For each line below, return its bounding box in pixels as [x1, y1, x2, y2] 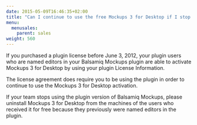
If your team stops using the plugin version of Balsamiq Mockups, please [6, 93, 182, 100]
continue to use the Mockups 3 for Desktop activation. [6, 82, 138, 89]
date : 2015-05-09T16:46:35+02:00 [6, 8, 88, 15]
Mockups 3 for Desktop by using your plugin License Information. [6, 65, 165, 71]
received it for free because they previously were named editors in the [6, 106, 176, 113]
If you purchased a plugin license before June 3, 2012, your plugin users [6, 52, 182, 59]
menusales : [11, 25, 38, 31]
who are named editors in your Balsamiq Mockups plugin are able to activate [6, 58, 192, 65]
